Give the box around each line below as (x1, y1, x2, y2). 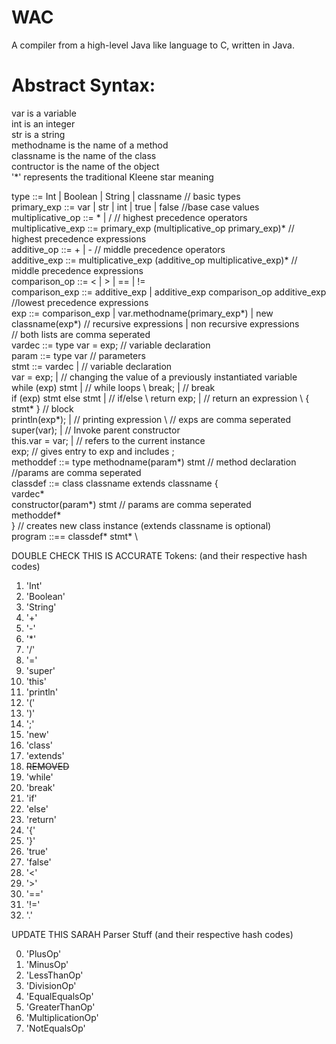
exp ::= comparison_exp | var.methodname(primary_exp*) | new (11, 307, 274, 319)
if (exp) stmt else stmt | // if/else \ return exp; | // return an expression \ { (11, 392, 310, 404)
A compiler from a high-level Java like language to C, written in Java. (11, 39, 295, 51)
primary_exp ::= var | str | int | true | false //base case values (11, 201, 260, 213)
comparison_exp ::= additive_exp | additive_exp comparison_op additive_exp (11, 286, 327, 298)
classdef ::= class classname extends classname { (11, 477, 219, 489)
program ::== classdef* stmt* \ (11, 530, 139, 542)
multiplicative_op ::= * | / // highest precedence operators (11, 211, 248, 223)
